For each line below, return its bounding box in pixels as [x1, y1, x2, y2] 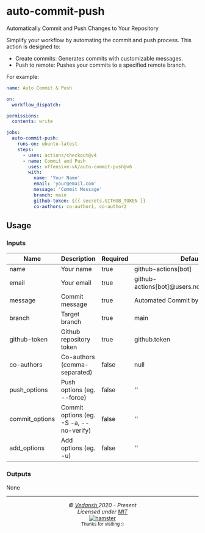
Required [101, 255, 129, 263]
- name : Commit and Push [22, 158, 86, 164]
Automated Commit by [134, 296, 199, 305]
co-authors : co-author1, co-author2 [33, 203, 127, 209]
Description [60, 255, 96, 263]
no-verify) [60, 427, 92, 435]
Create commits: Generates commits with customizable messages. [15, 54, 183, 62]
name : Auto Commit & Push [6, 84, 72, 91]
